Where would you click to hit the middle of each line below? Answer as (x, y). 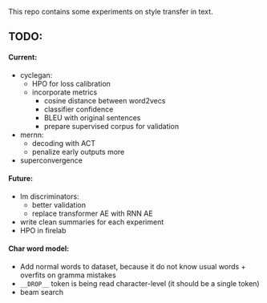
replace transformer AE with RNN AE (93, 213)
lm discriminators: (49, 196)
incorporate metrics (65, 92)
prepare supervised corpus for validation (111, 126)
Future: (21, 179)
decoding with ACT (64, 143)
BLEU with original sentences (92, 117)
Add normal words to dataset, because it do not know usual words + (133, 267)
